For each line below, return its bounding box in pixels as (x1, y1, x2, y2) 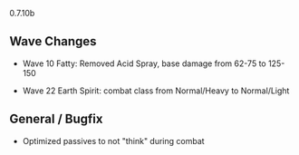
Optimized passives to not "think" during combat (22, 135, 206, 146)
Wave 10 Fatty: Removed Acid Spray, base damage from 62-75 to (22, 58, 266, 69)
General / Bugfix (9, 111, 103, 127)
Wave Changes (9, 34, 97, 49)
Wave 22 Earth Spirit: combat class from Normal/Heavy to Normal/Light (22, 85, 290, 96)
